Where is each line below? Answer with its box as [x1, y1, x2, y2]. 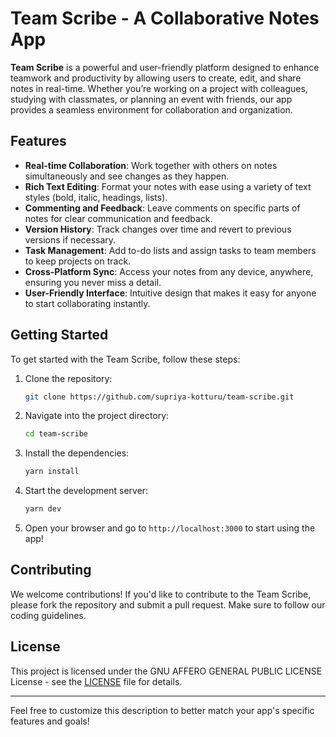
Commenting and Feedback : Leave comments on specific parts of [24, 202, 301, 214]
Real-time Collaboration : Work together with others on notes [24, 159, 278, 171]
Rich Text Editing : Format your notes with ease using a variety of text [24, 180, 312, 192]
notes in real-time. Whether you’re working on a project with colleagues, [10, 82, 308, 94]
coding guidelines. [10, 609, 87, 621]
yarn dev [24, 504, 62, 514]
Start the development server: [24, 485, 149, 497]
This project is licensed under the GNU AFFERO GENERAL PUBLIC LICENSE [10, 665, 323, 677]
